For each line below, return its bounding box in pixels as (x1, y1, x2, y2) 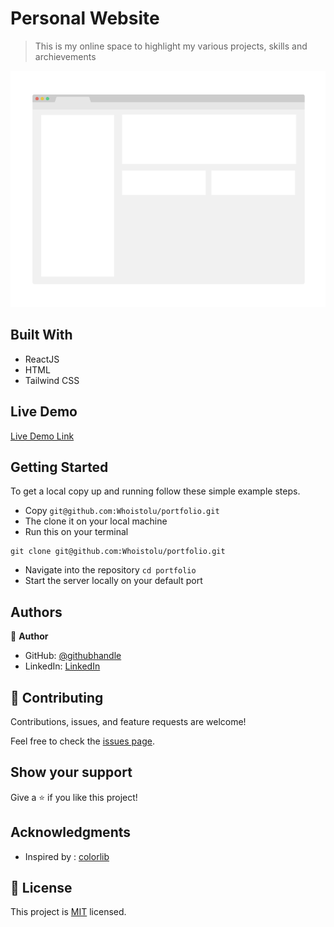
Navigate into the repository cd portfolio (24, 564, 197, 576)
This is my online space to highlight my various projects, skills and (34, 40, 308, 52)
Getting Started (10, 458, 109, 476)
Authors (10, 603, 63, 621)
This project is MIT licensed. (10, 906, 127, 918)
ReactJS (24, 353, 60, 365)
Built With (10, 327, 73, 344)
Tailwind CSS (24, 374, 80, 386)
